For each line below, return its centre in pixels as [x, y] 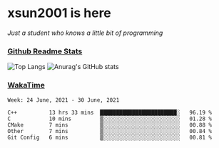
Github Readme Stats [45, 51]
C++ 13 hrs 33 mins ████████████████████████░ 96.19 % [110, 112]
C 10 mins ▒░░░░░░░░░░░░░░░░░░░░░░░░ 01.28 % [110, 119]
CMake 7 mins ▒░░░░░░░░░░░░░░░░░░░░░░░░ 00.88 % [110, 125]
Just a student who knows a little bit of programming [85, 33]
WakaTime [26, 85]
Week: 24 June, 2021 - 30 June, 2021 [63, 100]
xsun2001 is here [60, 13]
